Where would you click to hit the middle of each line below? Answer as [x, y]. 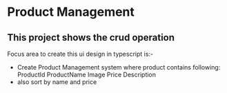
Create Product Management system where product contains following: [119, 67]
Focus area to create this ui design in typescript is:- [80, 54]
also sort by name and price [57, 82]
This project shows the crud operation [91, 38]
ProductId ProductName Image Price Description [87, 74]
